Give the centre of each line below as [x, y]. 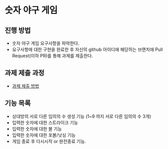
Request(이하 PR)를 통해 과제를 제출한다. [53, 56]
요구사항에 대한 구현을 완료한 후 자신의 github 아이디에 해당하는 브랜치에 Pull [87, 49]
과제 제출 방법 [25, 86]
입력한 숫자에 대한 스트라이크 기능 [45, 122]
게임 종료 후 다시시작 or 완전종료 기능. [49, 141]
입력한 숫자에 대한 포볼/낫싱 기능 [44, 135]
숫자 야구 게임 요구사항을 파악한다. [46, 43]
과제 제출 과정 [25, 73]
